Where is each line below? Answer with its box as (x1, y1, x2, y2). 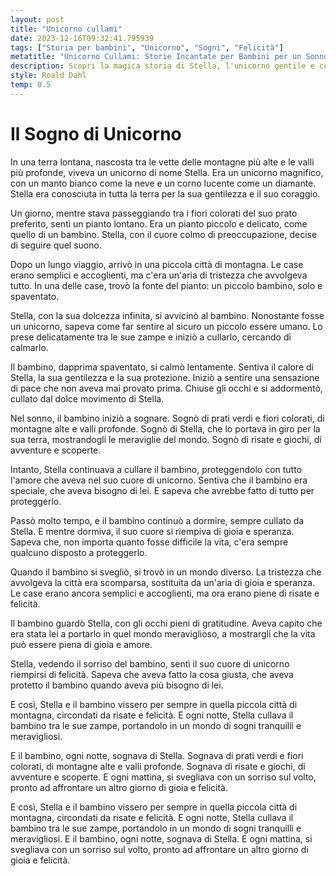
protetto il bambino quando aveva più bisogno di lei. (10, 679, 224, 691)
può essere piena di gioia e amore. (10, 638, 153, 650)
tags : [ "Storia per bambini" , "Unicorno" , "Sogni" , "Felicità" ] (10, 42, 284, 53)
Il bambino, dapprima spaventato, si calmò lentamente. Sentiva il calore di (10, 361, 314, 373)
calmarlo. (10, 341, 49, 353)
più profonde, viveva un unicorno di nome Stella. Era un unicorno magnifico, (10, 166, 324, 178)
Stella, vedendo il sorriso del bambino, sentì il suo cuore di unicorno (10, 657, 290, 670)
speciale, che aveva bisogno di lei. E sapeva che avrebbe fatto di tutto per (10, 484, 315, 496)
